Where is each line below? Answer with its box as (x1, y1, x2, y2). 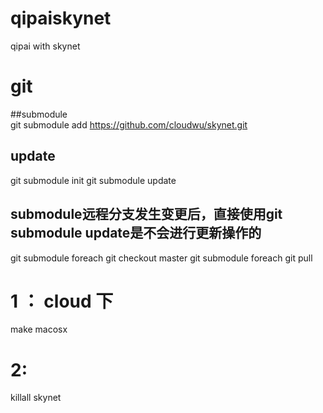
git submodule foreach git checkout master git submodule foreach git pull (10, 252, 313, 264)
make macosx (10, 323, 68, 336)
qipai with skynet (10, 40, 81, 52)
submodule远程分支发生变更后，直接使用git (10, 206, 283, 223)
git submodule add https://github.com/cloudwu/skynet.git (10, 118, 248, 131)
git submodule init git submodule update (10, 174, 177, 186)
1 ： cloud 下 (10, 290, 114, 312)
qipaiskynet (10, 7, 112, 30)
